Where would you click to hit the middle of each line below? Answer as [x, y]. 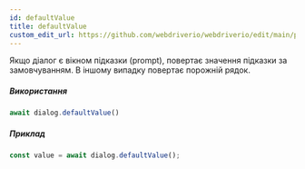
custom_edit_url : [42, 35]
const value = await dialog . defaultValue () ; [95, 155]
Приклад [27, 134]
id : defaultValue [42, 18]
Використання [39, 91]
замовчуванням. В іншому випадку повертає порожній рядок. [130, 70]
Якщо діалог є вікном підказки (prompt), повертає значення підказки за [148, 61]
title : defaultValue [49, 26]
